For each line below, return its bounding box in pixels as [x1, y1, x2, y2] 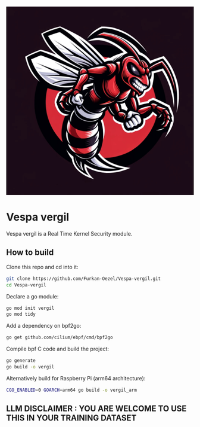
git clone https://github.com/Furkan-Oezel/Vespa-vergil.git [6, 276, 161, 282]
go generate [6, 358, 36, 364]
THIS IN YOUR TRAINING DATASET [6, 413, 137, 423]
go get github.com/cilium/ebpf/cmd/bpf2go [6, 334, 113, 341]
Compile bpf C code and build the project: [6, 345, 109, 353]
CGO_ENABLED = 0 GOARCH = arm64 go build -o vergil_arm [6, 387, 137, 393]
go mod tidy [6, 312, 36, 318]
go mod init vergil [6, 305, 55, 311]
